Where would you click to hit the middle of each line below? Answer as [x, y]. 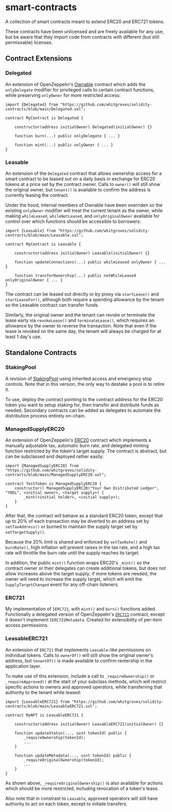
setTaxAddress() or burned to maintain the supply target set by [71, 526]
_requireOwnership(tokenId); [55, 737]
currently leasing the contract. [37, 195]
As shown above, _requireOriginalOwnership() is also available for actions [84, 783]
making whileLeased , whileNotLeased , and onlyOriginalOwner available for [82, 216]
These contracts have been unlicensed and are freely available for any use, [85, 31]
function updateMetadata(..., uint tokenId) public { [73, 755]
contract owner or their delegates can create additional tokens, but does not [86, 568]
